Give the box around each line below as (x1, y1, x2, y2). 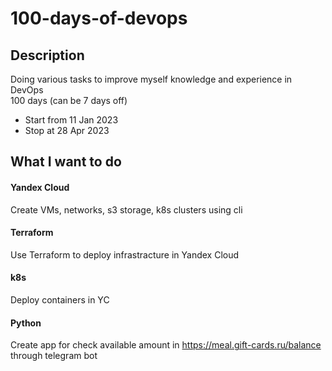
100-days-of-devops (10, 7, 188, 30)
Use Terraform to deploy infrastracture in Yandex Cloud (10, 248, 240, 261)
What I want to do (10, 153, 122, 171)
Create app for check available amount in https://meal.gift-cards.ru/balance (10, 339, 322, 351)
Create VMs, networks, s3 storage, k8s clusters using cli (10, 203, 243, 216)
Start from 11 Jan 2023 (24, 114, 119, 126)
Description (10, 47, 85, 64)
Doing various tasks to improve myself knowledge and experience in (10, 73, 293, 85)
